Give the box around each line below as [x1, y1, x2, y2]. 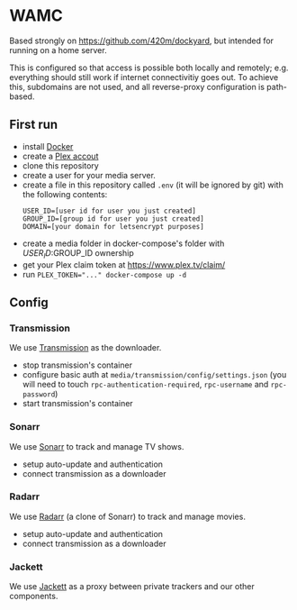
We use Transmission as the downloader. [9, 342, 162, 353]
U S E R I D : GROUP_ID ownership [22, 247, 135, 260]
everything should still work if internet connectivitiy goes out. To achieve [9, 71, 279, 82]
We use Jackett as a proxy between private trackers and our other [9, 581, 255, 592]
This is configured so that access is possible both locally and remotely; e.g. [9, 62, 289, 73]
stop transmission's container [22, 360, 133, 370]
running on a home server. [9, 44, 107, 55]
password [22, 390, 56, 399]
